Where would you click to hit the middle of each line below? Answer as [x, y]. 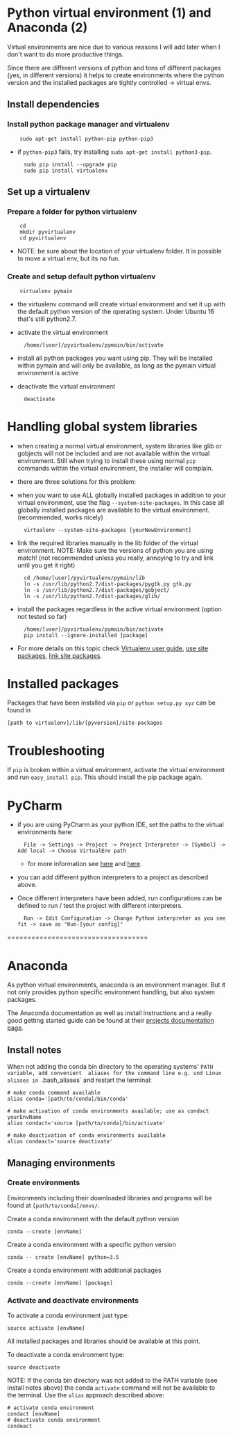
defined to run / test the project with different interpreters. [100, 906]
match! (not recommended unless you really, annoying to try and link [115, 558]
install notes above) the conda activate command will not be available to [111, 1388]
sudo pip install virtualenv [66, 171]
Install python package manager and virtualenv [88, 125]
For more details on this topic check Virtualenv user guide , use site [113, 648]
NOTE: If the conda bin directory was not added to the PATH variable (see [112, 1381]
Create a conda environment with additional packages [84, 1270]
